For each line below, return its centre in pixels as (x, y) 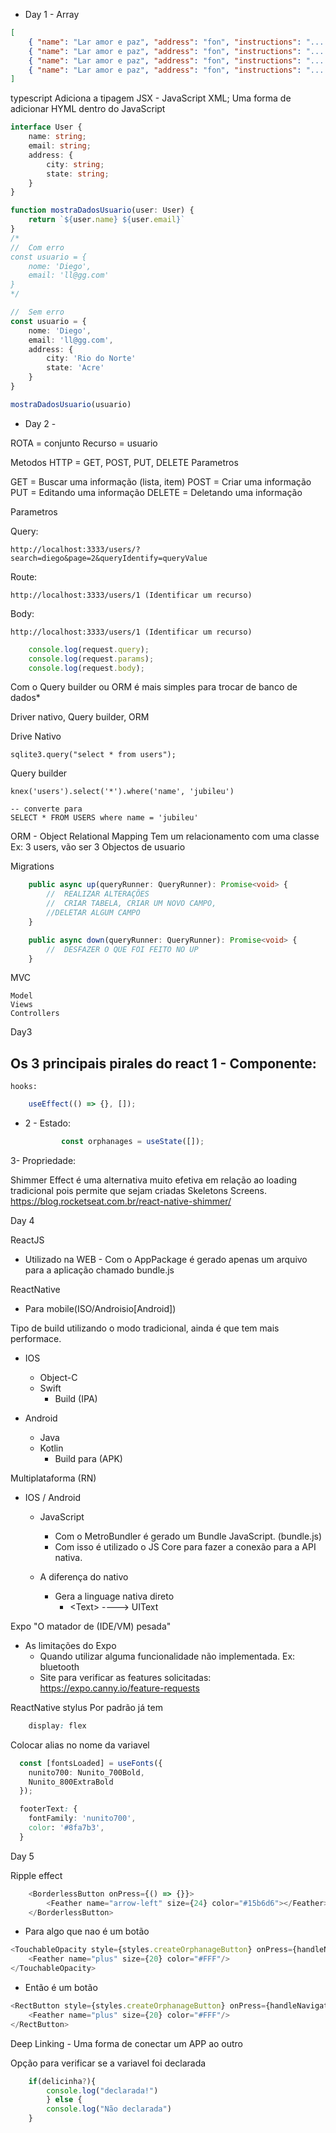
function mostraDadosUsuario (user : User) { (102, 210)
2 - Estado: (47, 1123)
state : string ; (78, 174)
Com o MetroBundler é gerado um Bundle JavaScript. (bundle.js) (188, 1536)
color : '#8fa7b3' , (66, 1828)
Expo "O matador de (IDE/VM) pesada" (91, 1626)
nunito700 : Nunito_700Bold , (86, 1772)
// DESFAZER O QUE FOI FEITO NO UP (122, 949)
